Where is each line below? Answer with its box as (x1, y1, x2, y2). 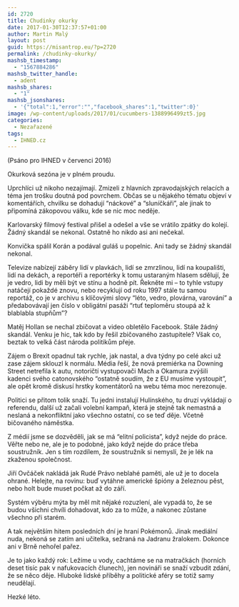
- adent (14, 76, 37, 84)
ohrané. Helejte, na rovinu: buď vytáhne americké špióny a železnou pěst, (7, 476, 225, 486)
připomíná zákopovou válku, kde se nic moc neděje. (7, 206, 161, 215)
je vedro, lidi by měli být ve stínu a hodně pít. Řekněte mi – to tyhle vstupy (7, 279, 223, 287)
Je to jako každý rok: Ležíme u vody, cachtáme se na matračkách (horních (7, 556, 226, 565)
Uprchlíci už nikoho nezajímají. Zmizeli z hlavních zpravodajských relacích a (7, 184, 230, 193)
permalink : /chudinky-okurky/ (7, 51, 98, 58)
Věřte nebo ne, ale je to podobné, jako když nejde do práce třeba (7, 440, 198, 448)
